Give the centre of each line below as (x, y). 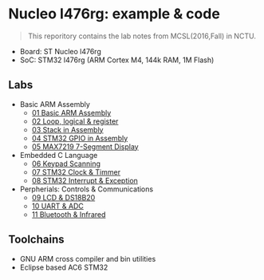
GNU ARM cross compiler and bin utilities (88, 258)
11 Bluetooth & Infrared (69, 214)
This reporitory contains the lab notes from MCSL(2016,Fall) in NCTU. (142, 36)
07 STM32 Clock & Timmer (76, 172)
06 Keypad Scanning (66, 164)
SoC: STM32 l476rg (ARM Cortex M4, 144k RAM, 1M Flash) (117, 60)
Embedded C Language (59, 155)
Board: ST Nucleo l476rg (60, 51)
